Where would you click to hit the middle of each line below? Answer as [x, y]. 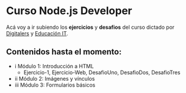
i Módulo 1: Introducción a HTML [54, 66]
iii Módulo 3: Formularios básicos [55, 85]
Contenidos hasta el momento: [64, 52]
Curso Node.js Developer [69, 11]
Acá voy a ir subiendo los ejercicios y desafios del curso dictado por [90, 27]
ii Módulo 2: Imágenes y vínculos [55, 78]
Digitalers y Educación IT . [37, 33]
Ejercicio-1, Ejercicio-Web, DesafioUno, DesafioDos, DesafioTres [102, 72]
